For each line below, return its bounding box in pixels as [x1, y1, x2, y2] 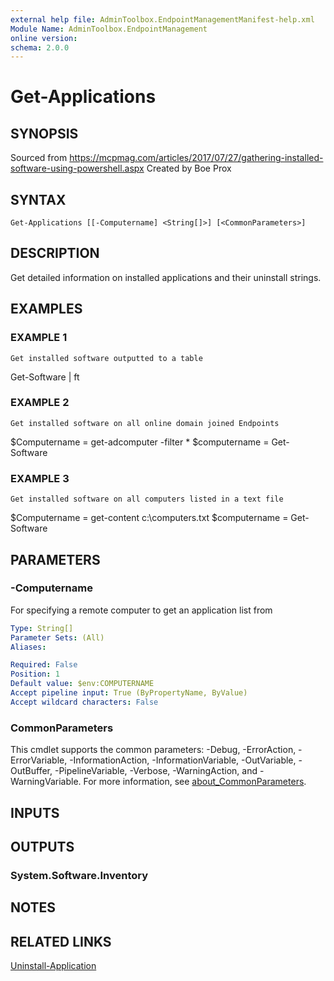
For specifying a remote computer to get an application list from [10, 604, 273, 616]
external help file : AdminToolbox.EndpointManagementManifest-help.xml [10, 14, 315, 25]
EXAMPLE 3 [10, 471, 70, 485]
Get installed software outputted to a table [10, 353, 203, 363]
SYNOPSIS [10, 125, 79, 142]
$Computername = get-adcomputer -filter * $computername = [10, 436, 270, 448]
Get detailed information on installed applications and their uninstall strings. [10, 271, 322, 283]
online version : [10, 33, 78, 43]
